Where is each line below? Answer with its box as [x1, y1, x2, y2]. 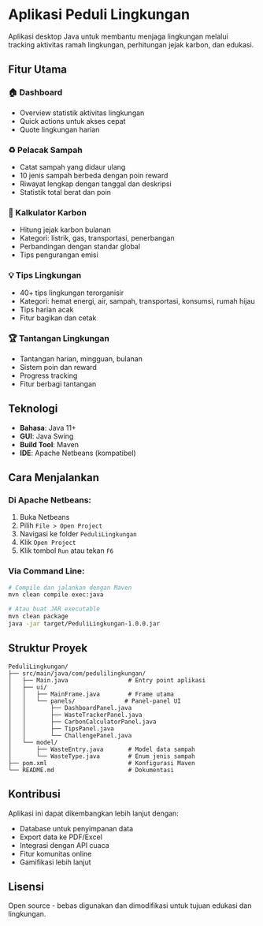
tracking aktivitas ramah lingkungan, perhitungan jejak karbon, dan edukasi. [8, 39, 254, 49]
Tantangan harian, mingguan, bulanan [19, 353, 143, 364]
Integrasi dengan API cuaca [19, 840, 109, 849]
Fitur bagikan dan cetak [19, 313, 97, 323]
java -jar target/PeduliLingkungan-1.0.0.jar [8, 620, 160, 628]
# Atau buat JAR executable [8, 605, 101, 613]
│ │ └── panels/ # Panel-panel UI [8, 696, 181, 705]
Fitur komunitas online [19, 849, 92, 858]
